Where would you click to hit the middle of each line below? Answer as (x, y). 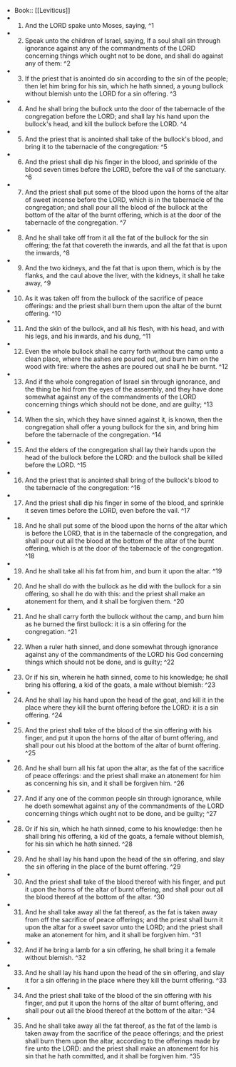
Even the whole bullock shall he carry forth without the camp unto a (124, 351)
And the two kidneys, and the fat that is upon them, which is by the (123, 268)
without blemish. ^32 (55, 958)
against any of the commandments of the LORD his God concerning (124, 654)
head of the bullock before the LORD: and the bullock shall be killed (124, 457)
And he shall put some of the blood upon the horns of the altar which (126, 526)
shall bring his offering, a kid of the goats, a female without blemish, (124, 836)
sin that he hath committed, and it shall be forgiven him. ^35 (113, 1056)
